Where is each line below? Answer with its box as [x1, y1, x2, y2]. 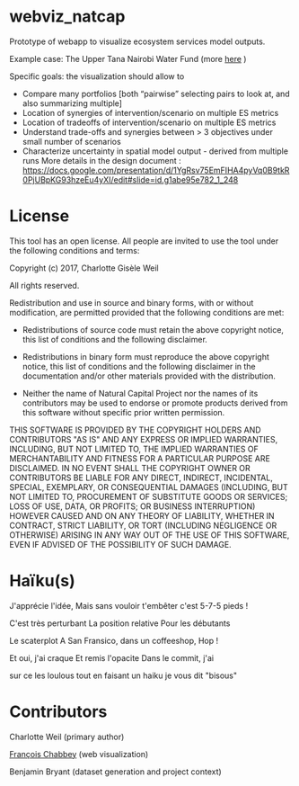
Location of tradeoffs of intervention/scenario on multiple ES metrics [22, 117, 277, 128]
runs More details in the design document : [22, 155, 181, 165]
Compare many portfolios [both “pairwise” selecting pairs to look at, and [22, 88, 290, 99]
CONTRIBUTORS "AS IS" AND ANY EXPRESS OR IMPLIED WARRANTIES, [9, 433, 278, 444]
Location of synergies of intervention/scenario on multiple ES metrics [22, 107, 279, 118]
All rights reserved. [9, 280, 80, 290]
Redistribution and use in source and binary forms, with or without [9, 297, 254, 308]
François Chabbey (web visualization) [9, 748, 149, 759]
